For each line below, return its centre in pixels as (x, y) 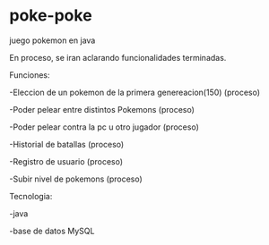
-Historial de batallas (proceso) (67, 144)
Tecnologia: (31, 196)
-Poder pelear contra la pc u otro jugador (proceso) (104, 127)
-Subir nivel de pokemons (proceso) (76, 179)
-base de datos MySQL (52, 231)
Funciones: (30, 75)
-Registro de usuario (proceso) (66, 161)
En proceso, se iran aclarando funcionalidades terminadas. (118, 57)
